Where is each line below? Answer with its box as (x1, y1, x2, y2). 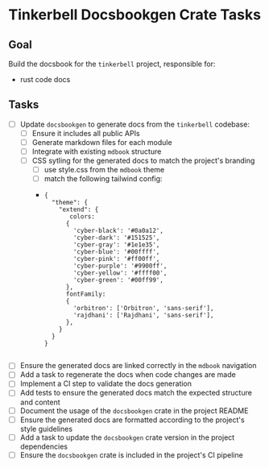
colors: (69, 213, 95, 221)
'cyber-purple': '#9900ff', (72, 262, 168, 271)
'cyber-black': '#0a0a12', (72, 227, 163, 235)
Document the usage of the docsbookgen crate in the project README (19, 405, 249, 416)
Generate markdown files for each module (31, 137, 172, 147)
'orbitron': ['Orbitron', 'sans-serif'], (72, 304, 214, 313)
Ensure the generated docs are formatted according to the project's (19, 415, 245, 425)
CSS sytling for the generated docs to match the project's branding (31, 155, 255, 166)
